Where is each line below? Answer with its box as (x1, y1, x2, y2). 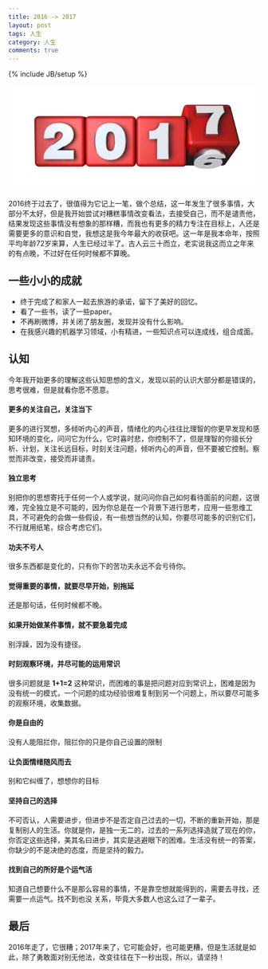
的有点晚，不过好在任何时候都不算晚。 (8, 249, 134, 258)
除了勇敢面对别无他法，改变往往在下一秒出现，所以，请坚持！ (22, 952, 225, 962)
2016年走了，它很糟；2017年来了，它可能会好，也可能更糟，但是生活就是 (8, 942, 250, 951)
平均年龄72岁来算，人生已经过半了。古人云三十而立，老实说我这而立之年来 (8, 239, 254, 249)
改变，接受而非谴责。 (29, 453, 100, 463)
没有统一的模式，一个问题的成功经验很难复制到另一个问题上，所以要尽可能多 (8, 688, 260, 697)
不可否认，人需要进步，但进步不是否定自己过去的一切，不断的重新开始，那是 (8, 815, 260, 825)
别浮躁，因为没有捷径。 (8, 639, 85, 649)
